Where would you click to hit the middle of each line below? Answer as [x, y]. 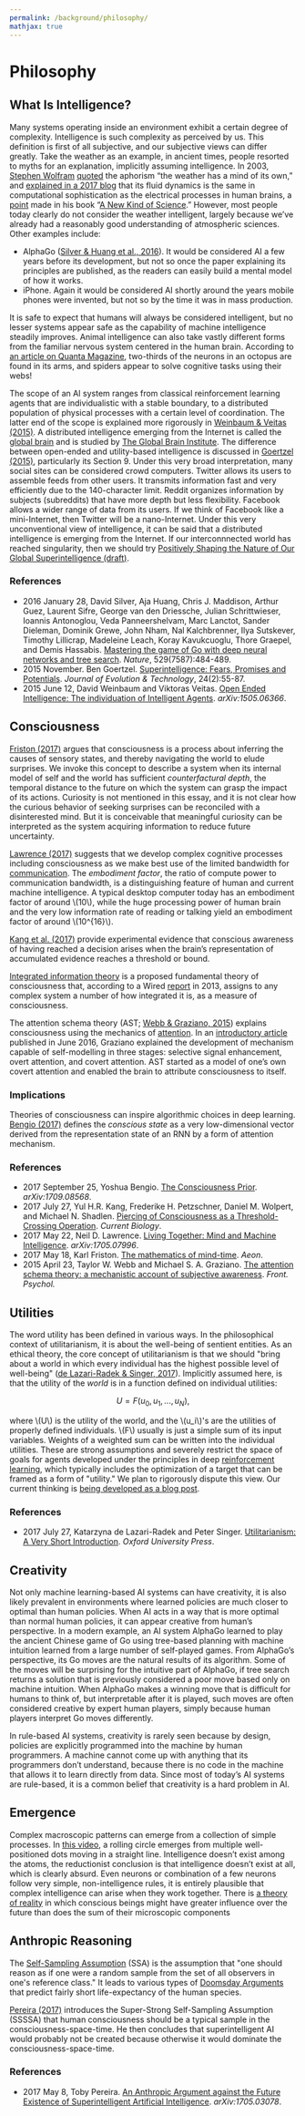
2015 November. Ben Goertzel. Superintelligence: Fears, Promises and [154, 669]
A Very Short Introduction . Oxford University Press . [118, 1542]
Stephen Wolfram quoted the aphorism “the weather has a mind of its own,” [151, 175]
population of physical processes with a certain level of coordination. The [147, 412]
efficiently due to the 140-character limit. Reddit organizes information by [147, 490]
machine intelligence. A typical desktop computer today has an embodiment [152, 892]
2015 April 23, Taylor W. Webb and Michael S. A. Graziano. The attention [158, 1264]
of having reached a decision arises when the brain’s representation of [142, 948]
